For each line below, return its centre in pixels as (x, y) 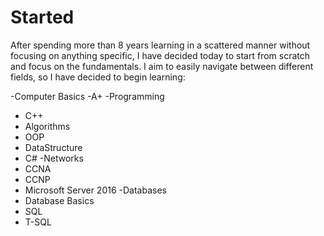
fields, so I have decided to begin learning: (98, 77)
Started (42, 17)
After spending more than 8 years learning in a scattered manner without (160, 45)
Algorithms (47, 126)
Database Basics (59, 200)
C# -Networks (54, 158)
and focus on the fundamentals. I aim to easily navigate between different (162, 66)
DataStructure (53, 147)
